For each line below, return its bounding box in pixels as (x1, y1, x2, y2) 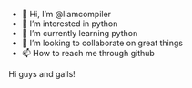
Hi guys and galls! (8, 69, 76, 79)
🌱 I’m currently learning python (21, 28, 138, 38)
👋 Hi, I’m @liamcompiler (21, 9, 111, 19)
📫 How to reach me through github (21, 48, 156, 58)
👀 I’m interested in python (21, 18, 118, 29)
